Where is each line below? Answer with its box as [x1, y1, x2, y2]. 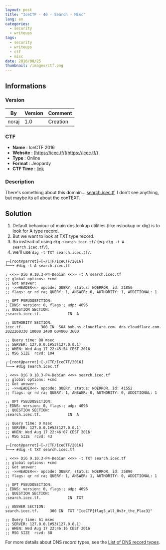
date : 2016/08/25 [5, 59, 41, 64]
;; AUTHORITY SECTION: [5, 320, 52, 325]
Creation [48, 118, 69, 125]
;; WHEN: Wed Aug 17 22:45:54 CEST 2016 [5, 346, 91, 352]
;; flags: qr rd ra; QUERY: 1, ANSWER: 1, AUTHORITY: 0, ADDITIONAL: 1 [5, 473, 157, 478]
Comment [48, 110, 72, 117]
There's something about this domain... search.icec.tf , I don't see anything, [5, 190, 159, 196]
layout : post [5, 7, 32, 13]
